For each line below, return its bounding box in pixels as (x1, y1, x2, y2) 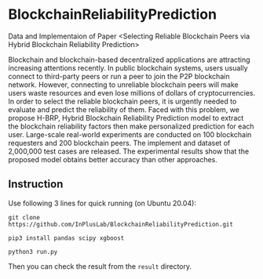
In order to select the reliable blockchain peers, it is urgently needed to (8, 96, 237, 106)
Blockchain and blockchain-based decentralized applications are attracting (8, 55, 250, 64)
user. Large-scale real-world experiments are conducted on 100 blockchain (8, 129, 252, 139)
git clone (8, 213, 41, 221)
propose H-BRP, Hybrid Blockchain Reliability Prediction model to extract (8, 113, 244, 122)
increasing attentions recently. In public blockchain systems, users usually (8, 63, 249, 72)
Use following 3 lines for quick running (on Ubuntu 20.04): (8, 198, 196, 208)
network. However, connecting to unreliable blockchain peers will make (8, 80, 239, 89)
